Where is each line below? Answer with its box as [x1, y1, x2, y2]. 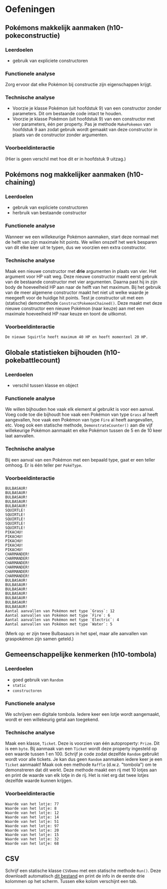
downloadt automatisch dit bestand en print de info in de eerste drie [5, 873, 145, 879]
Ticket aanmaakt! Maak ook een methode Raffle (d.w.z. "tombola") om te [5, 762, 157, 768]
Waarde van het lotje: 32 [5, 836, 59, 841]
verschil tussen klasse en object [12, 382, 79, 388]
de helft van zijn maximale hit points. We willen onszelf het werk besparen [5, 239, 157, 245]
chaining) [5, 178, 36, 187]
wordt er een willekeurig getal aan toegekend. [5, 716, 100, 722]
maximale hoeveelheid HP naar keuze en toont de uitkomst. [5, 311, 127, 317]
